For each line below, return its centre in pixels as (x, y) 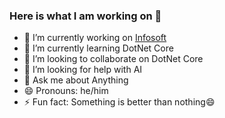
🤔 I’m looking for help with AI (83, 70)
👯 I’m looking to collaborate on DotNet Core (113, 59)
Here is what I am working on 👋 (85, 16)
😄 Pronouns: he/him (66, 91)
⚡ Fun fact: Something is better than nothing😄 (119, 102)
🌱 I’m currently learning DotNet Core (98, 48)
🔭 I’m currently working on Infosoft (95, 38)
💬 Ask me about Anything (76, 80)
